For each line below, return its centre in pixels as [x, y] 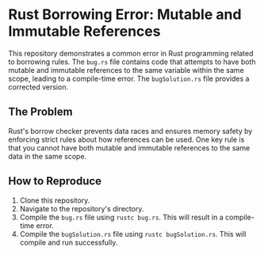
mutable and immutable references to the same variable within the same [126, 70]
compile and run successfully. [69, 242]
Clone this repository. [55, 200]
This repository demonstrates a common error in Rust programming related [131, 53]
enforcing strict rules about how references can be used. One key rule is [126, 139]
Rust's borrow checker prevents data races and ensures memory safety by [130, 131]
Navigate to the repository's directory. [82, 208]
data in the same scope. [48, 156]
